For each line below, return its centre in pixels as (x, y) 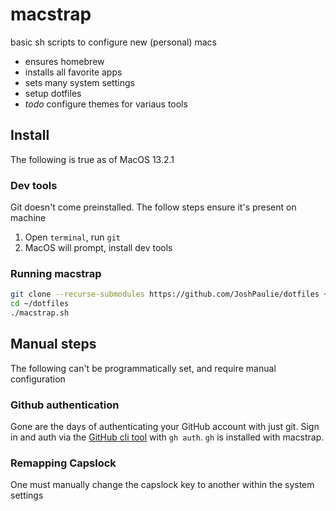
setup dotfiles (53, 93)
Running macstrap (56, 273)
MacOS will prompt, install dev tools (98, 248)
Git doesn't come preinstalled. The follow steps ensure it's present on (153, 207)
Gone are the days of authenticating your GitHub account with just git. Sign (165, 427)
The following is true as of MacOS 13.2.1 (92, 159)
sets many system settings (79, 82)
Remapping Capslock (63, 463)
